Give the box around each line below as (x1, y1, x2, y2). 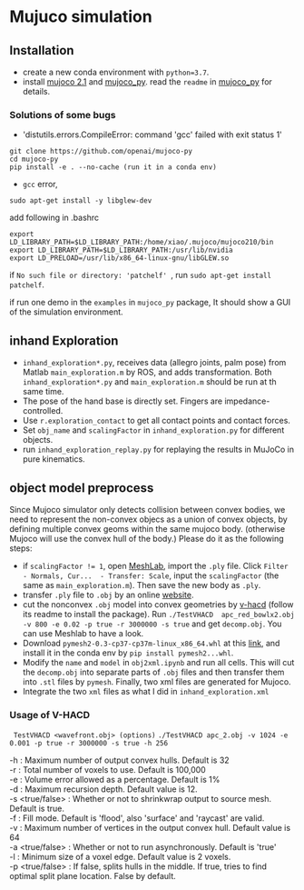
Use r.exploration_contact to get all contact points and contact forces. (22, 415, 290, 426)
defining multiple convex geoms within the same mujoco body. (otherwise (9, 523, 286, 534)
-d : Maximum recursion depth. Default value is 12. (9, 784, 198, 795)
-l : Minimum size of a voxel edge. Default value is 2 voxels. (9, 852, 231, 863)
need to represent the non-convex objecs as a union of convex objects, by (9, 514, 288, 525)
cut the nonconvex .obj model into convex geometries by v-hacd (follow (22, 598, 294, 610)
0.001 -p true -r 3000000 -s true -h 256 (9, 739, 169, 748)
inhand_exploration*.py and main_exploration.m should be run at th (22, 376, 277, 387)
